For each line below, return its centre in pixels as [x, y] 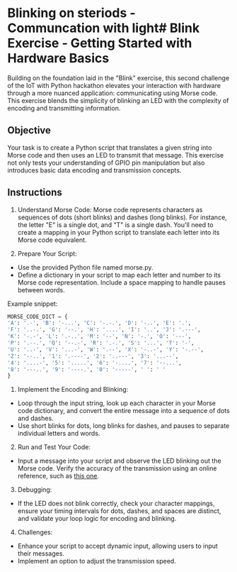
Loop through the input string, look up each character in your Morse [116, 403]
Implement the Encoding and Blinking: [73, 390]
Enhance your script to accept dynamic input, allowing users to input [117, 546]
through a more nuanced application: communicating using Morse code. [112, 93]
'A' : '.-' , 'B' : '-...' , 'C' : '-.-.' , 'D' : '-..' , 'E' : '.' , [99, 323]
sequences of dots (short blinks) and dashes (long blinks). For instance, [122, 217]
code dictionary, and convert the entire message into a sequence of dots [123, 411]
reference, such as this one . [58, 476]
